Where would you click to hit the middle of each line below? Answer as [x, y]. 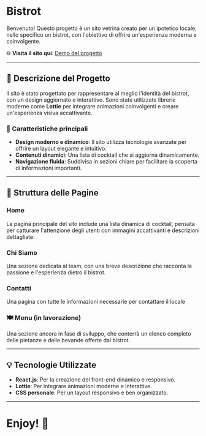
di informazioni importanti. [48, 168]
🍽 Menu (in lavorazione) [44, 318]
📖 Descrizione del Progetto [58, 79]
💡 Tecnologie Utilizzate [51, 365]
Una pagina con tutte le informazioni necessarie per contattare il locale [96, 302]
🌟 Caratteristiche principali [47, 129]
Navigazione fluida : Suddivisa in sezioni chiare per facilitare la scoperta [106, 162]
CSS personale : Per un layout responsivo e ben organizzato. [92, 393]
